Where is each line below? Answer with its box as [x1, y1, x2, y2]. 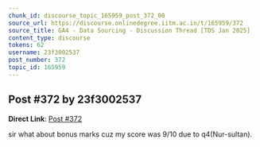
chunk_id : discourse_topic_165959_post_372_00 [8, 11, 165, 20]
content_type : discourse [8, 33, 91, 42]
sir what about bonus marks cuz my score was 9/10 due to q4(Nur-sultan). [8, 129, 253, 139]
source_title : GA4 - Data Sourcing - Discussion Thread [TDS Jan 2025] [8, 26, 250, 34]
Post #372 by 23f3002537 [8, 93, 142, 106]
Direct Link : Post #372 [8, 114, 82, 123]
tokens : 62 [8, 41, 45, 49]
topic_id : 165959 [8, 64, 66, 72]
